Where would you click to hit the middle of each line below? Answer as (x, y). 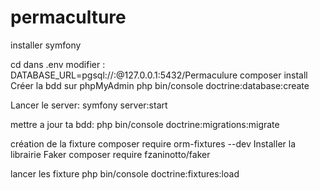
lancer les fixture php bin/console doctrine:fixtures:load (125, 173)
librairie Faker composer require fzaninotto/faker (110, 154)
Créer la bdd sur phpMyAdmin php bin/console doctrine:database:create (160, 85)
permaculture (68, 17)
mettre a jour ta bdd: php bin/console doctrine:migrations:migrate (145, 124)
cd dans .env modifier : (58, 64)
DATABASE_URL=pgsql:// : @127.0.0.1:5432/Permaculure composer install (159, 75)
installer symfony (46, 45)
